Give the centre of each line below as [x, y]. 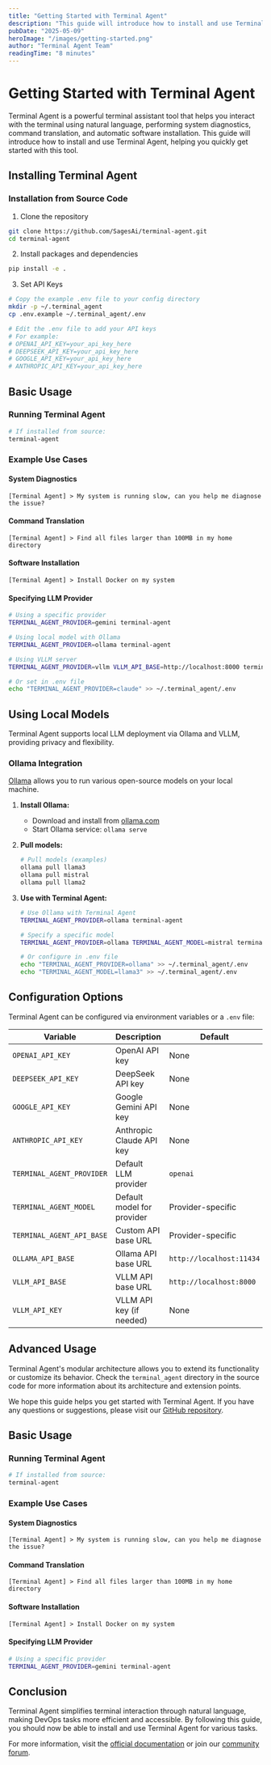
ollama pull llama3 [53, 868]
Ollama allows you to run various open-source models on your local [121, 781]
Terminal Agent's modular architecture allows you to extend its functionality [134, 1369]
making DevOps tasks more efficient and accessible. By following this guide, [135, 1720]
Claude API [137, 1140]
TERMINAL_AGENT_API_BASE [60, 1235]
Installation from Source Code [68, 199]
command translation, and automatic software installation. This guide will [129, 133]
